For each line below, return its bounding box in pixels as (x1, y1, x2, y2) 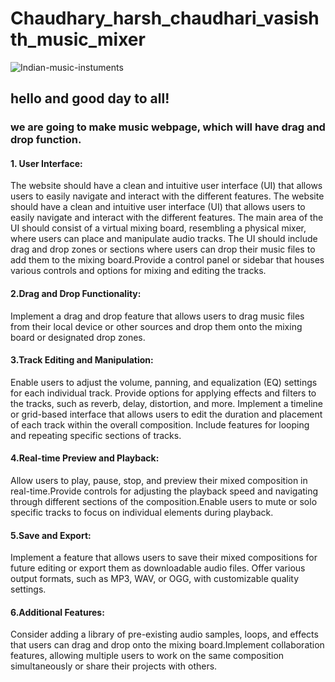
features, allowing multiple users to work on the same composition (10, 650, 285, 662)
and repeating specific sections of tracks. (10, 429, 182, 441)
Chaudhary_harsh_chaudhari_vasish (10, 7, 320, 30)
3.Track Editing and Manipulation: (10, 354, 154, 366)
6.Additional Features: (10, 606, 105, 618)
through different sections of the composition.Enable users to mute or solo (10, 496, 318, 508)
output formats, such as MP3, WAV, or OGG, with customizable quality (10, 573, 299, 585)
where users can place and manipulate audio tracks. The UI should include (10, 233, 318, 245)
